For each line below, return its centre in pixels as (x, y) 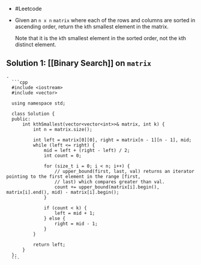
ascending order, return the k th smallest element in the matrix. (92, 27)
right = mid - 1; (76, 224)
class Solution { (33, 114)
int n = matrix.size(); (63, 129)
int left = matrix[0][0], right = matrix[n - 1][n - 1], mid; (112, 140)
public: (21, 119)
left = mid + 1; (75, 213)
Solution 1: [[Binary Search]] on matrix (79, 63)
